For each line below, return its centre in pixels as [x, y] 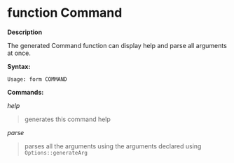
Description [25, 32]
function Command [65, 13]
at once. [19, 53]
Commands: [26, 92]
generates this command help [67, 119]
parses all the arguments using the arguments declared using [113, 146]
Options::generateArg [56, 153]
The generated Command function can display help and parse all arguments [117, 45]
